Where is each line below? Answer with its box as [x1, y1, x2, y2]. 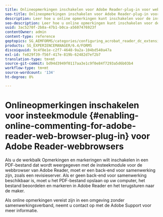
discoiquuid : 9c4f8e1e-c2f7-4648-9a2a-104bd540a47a [5, 47, 112, 52]
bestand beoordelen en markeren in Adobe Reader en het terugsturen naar [5, 183, 155, 188]
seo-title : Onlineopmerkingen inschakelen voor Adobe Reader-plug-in [5, 12, 149, 16]
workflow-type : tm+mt [5, 66, 49, 71]
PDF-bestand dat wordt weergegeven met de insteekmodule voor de [5, 162, 143, 168]
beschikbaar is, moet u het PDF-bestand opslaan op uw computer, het [5, 177, 146, 183]
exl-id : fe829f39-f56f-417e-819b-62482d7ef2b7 [5, 52, 101, 57]
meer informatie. [5, 207, 38, 213]
